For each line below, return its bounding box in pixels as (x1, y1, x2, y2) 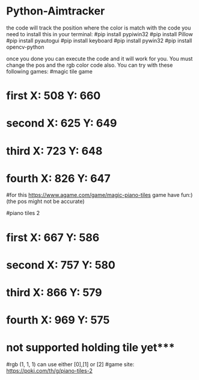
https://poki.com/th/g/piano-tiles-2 (6, 367, 93, 375)
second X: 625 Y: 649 (6, 116, 117, 130)
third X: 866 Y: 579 (6, 286, 102, 299)
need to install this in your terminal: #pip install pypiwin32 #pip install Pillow (6, 30, 194, 37)
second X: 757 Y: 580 (6, 258, 115, 272)
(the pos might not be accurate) (6, 198, 85, 205)
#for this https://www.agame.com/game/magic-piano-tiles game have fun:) (6, 192, 193, 199)
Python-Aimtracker (6, 4, 105, 18)
